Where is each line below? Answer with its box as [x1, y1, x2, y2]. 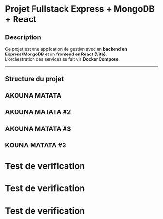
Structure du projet [5, 75, 64, 83]
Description [5, 33, 41, 41]
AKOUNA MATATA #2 [5, 108, 71, 116]
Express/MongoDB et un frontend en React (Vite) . [5, 51, 107, 57]
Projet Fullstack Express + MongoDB [5, 3, 155, 15]
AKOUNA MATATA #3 [5, 125, 71, 133]
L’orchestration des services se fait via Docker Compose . [5, 56, 120, 62]
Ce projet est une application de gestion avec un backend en [5, 46, 128, 52]
